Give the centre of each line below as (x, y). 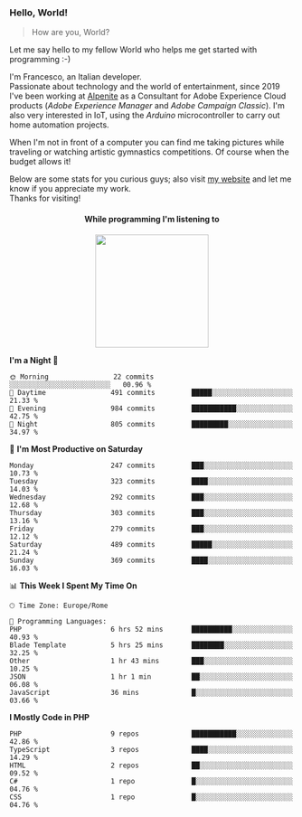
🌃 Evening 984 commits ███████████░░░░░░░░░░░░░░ (151, 408)
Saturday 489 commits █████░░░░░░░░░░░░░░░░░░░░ (151, 544)
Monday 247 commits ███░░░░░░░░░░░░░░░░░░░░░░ (151, 465)
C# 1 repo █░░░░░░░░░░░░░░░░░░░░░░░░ (151, 781)
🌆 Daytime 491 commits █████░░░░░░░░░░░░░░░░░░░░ (151, 392)
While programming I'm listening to (152, 219)
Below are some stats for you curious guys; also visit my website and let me (151, 179)
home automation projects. (60, 125)
